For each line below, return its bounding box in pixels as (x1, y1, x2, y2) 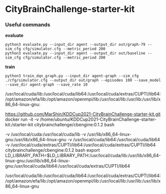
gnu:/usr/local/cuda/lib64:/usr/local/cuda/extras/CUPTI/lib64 (5, 163, 130, 169)
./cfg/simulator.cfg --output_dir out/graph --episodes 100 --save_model (5, 78, 162, 83)
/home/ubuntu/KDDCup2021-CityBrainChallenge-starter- (40, 116, 157, 122)
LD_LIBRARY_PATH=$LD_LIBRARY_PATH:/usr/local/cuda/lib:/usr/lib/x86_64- (5, 153, 161, 159)
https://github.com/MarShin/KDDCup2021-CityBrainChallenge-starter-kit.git (5, 111, 161, 117)
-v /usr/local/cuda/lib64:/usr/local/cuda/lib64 (67, 137, 161, 143)
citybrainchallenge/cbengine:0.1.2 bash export (5, 147, 100, 153)
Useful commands (5, 21, 51, 28)
